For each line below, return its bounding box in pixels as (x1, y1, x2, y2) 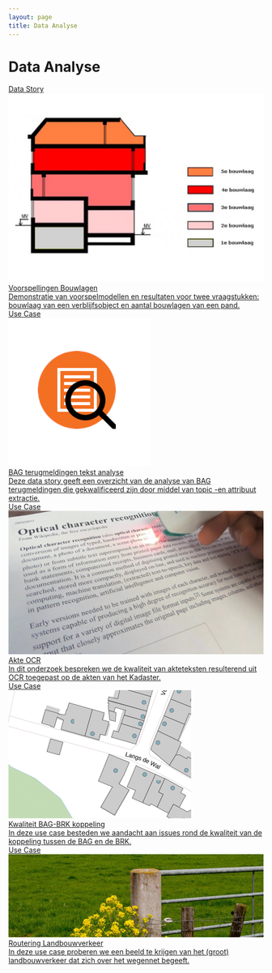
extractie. (8, 493, 40, 502)
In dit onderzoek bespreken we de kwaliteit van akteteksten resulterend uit (8, 664, 257, 674)
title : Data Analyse (8, 21, 79, 30)
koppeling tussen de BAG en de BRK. (8, 837, 132, 847)
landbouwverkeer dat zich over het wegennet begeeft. (8, 955, 190, 965)
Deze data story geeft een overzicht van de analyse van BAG (8, 476, 211, 485)
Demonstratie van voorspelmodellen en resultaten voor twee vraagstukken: (8, 292, 260, 301)
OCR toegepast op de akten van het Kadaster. (8, 672, 161, 682)
